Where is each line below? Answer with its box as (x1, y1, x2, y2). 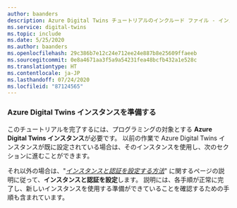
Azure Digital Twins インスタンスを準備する (7, 108, 157, 117)
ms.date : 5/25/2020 (7, 37, 65, 44)
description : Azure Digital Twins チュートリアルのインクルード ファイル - (7, 17, 216, 24)
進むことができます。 (31, 151, 94, 160)
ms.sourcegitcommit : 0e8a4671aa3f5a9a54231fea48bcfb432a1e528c (7, 57, 197, 64)
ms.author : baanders (7, 43, 68, 50)
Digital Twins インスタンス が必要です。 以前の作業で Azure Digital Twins (7, 134, 217, 142)
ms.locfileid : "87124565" (7, 83, 83, 90)
